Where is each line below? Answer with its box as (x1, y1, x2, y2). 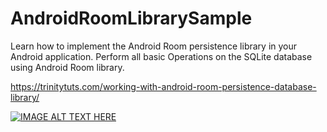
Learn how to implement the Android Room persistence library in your (10, 40, 298, 52)
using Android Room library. (10, 61, 125, 73)
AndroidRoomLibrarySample (10, 7, 253, 30)
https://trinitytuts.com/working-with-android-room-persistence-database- (10, 80, 317, 92)
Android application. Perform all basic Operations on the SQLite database (10, 50, 313, 62)
